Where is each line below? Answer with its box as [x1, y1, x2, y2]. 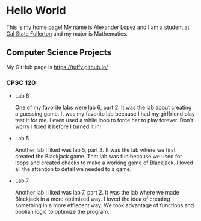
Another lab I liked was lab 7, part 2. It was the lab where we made [14, 189, 179, 196]
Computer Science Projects [6, 48, 112, 58]
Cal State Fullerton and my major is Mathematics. [6, 30, 128, 37]
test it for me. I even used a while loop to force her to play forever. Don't [14, 117, 194, 124]
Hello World [6, 4, 66, 17]
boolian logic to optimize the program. [14, 208, 110, 216]
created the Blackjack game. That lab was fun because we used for [14, 153, 182, 160]
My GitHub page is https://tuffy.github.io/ [6, 63, 108, 70]
